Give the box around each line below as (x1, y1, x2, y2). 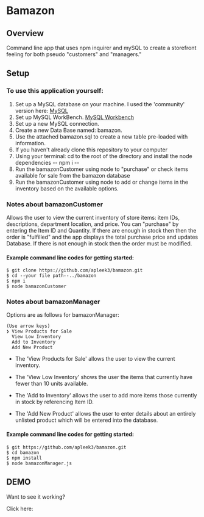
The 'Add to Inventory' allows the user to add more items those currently (15, 392, 197, 399)
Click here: (6, 505, 33, 512)
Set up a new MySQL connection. (15, 120, 99, 127)
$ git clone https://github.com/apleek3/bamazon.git (6, 267, 143, 273)
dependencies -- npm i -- (15, 159, 80, 166)
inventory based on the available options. (15, 184, 119, 192)
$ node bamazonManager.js (6, 460, 72, 466)
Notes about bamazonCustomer (6, 200, 104, 208)
